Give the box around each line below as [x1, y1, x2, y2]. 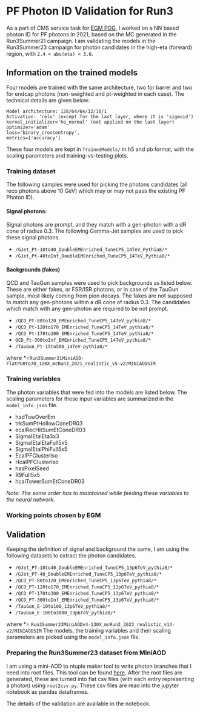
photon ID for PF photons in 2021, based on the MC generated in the [6, 30, 177, 38]
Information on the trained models [6, 68, 138, 78]
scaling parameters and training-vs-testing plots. [6, 151, 128, 159]
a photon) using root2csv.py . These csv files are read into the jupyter [6, 682, 179, 689]
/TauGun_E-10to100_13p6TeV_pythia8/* [15, 604, 111, 610]
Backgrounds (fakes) [6, 265, 61, 273]
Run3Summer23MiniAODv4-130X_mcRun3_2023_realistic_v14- [31, 622, 175, 628]
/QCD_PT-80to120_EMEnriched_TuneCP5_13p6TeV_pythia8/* [15, 577, 157, 584]
